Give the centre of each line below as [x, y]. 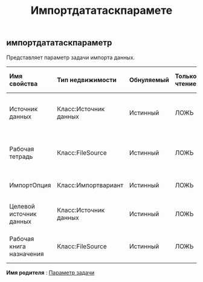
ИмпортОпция [30, 185]
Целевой [22, 206]
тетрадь [21, 156]
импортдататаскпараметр [59, 43]
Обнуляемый [149, 80]
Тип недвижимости [87, 80]
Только [186, 76]
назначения [27, 254]
